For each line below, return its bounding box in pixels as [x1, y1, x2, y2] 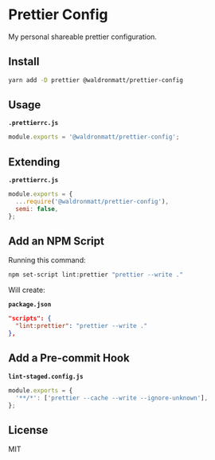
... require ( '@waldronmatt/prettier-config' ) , [15, 197, 170, 205]
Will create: [8, 285, 45, 295]
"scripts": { [8, 314, 52, 323]
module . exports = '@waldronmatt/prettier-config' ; [8, 133, 180, 141]
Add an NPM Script [8, 235, 105, 248]
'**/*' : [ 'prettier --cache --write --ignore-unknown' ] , [15, 394, 209, 402]
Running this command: [8, 255, 86, 265]
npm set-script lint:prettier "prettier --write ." [8, 271, 183, 279]
